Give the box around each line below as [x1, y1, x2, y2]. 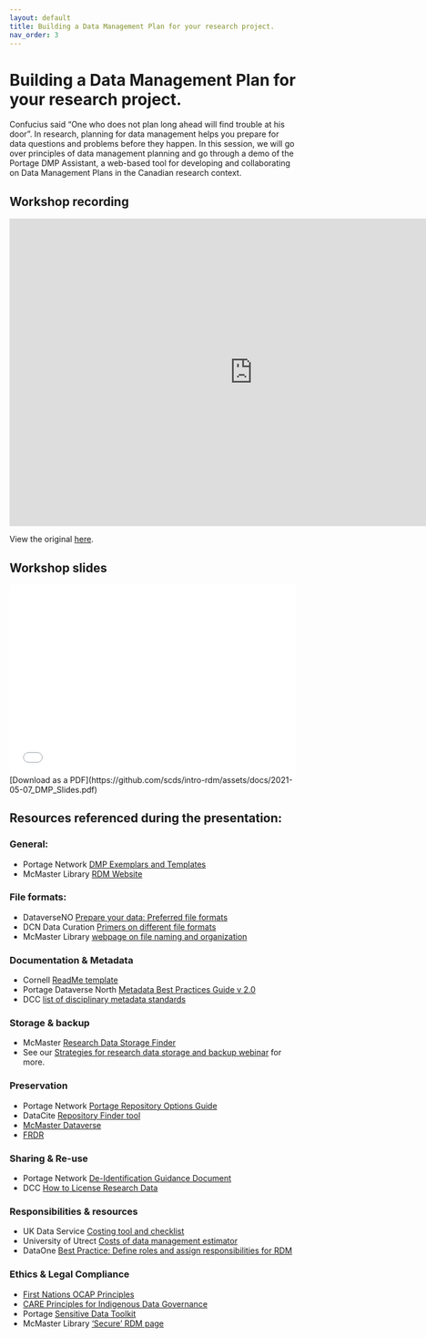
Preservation [9, 1079, 68, 1092]
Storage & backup [9, 1017, 90, 1030]
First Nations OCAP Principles [22, 1289, 135, 1300]
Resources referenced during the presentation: [9, 810, 282, 826]
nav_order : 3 [9, 30, 59, 39]
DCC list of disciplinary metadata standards [22, 994, 187, 1005]
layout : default [9, 13, 71, 23]
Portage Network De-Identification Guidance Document [22, 1173, 232, 1183]
